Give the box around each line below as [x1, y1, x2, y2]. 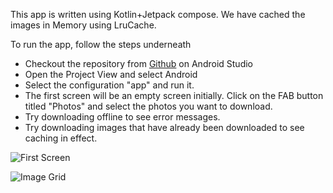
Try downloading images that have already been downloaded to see [24, 122, 305, 133]
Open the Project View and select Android [24, 69, 198, 80]
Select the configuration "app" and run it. [24, 79, 195, 91]
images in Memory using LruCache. [10, 19, 157, 31]
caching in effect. [24, 132, 98, 144]
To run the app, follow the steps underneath [10, 39, 192, 50]
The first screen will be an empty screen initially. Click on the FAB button [24, 90, 324, 101]
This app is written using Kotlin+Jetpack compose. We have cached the [10, 9, 306, 20]
